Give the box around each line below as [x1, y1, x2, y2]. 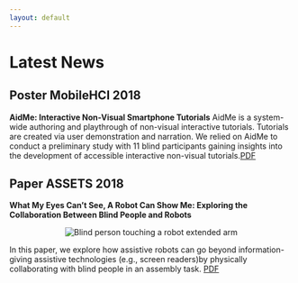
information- [238, 244, 285, 255]
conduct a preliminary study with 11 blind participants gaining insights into [9, 141, 284, 151]
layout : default [9, 13, 70, 23]
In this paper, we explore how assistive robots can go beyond [9, 244, 237, 255]
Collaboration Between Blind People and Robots [9, 209, 192, 221]
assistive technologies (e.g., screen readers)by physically [34, 254, 248, 265]
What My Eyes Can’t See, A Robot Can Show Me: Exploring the [9, 200, 248, 211]
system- [253, 112, 284, 123]
